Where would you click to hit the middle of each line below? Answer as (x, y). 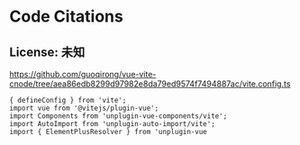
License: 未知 (47, 52)
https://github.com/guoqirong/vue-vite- (83, 74)
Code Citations (66, 17)
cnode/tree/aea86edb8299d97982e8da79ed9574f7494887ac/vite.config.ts (150, 84)
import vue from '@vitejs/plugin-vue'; (84, 108)
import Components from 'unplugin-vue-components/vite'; (118, 116)
